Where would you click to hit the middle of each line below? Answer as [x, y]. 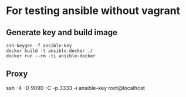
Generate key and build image [62, 32]
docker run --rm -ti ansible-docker [51, 56]
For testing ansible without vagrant [93, 11]
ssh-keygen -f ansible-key [39, 46]
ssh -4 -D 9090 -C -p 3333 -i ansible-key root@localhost [75, 88]
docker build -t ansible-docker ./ [50, 51]
